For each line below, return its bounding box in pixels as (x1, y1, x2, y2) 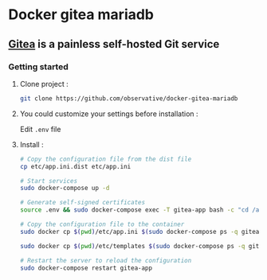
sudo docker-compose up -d (19, 185, 110, 192)
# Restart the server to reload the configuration (19, 256, 192, 264)
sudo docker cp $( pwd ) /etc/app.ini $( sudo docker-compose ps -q (19, 227, 238, 235)
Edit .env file (19, 124, 61, 134)
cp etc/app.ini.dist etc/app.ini (19, 162, 132, 170)
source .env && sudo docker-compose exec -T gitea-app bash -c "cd (19, 206, 249, 214)
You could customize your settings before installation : (19, 109, 198, 119)
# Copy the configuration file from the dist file (19, 155, 192, 163)
